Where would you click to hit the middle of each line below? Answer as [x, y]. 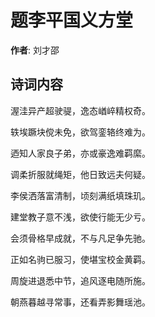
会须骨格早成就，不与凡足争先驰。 [80, 238]
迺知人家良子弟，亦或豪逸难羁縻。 [80, 153]
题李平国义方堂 [72, 20]
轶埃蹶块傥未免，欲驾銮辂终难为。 [80, 132]
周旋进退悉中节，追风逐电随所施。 [80, 280]
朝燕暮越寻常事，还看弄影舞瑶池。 [80, 302]
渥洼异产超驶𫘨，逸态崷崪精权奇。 [80, 110]
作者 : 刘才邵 [35, 50]
